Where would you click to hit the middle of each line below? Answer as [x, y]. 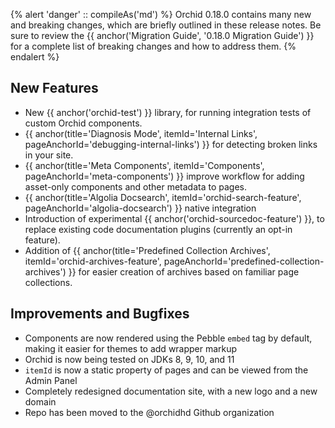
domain [40, 401]
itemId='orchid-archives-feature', [93, 261]
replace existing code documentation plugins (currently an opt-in [158, 229]
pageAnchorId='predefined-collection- [244, 261]
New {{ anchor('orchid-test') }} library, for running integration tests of [168, 112]
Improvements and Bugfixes [100, 314]
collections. [48, 282]
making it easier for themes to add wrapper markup [131, 348]
